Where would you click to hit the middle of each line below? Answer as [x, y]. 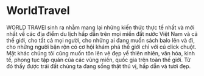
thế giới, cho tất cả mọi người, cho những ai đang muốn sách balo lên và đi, [100, 40]
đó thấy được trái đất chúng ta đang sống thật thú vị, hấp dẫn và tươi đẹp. [99, 66]
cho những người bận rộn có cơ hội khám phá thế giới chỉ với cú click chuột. [101, 47]
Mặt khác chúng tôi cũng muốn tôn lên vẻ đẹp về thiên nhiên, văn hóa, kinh [101, 53]
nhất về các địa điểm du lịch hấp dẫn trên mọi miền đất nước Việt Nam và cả [102, 33]
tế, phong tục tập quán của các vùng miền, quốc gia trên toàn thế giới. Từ [98, 60]
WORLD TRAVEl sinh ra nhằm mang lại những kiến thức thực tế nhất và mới [100, 27]
